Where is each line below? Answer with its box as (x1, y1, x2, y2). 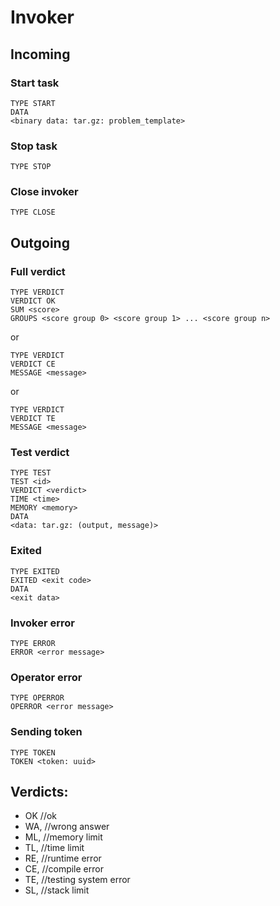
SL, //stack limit (24, 884, 90, 896)
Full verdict (10, 264, 66, 278)
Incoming (10, 46, 71, 63)
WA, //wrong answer (24, 821, 110, 833)
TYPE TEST (10, 468, 52, 478)
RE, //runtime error (24, 852, 102, 865)
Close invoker (10, 185, 79, 199)
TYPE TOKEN (10, 747, 56, 758)
